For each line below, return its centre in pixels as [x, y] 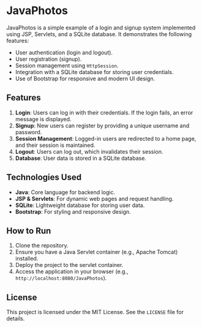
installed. [27, 258]
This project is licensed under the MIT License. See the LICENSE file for [95, 312]
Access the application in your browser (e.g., [72, 272]
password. [28, 132]
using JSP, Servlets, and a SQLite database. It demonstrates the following [99, 34]
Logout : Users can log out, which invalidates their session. [89, 151]
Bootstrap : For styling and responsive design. [73, 211]
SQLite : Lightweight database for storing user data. [80, 205]
